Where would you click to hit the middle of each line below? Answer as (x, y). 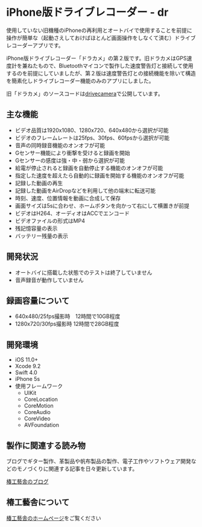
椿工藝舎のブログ (27, 481)
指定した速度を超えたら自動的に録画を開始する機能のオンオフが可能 (99, 175)
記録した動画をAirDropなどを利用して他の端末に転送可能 (85, 190)
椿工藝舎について (38, 503)
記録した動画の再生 (39, 183)
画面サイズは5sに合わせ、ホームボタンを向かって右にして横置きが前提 (102, 205)
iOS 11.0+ (26, 360)
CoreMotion (39, 406)
